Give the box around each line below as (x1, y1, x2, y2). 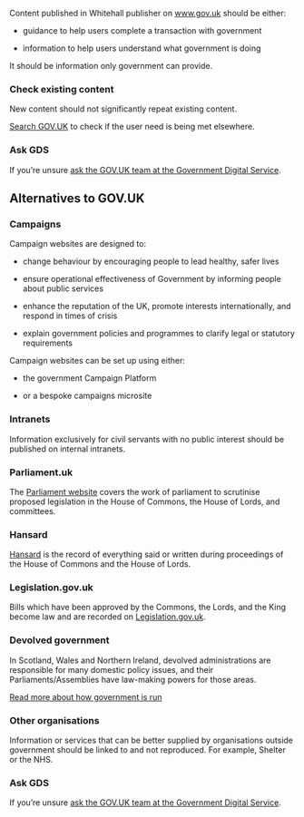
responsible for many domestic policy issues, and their (9, 664, 214, 675)
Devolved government (9, 634, 111, 647)
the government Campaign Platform (22, 373, 157, 384)
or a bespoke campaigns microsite (22, 390, 152, 402)
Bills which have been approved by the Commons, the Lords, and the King (9, 602, 287, 613)
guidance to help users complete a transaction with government (22, 25, 262, 35)
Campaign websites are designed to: (9, 238, 147, 249)
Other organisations (9, 714, 100, 726)
